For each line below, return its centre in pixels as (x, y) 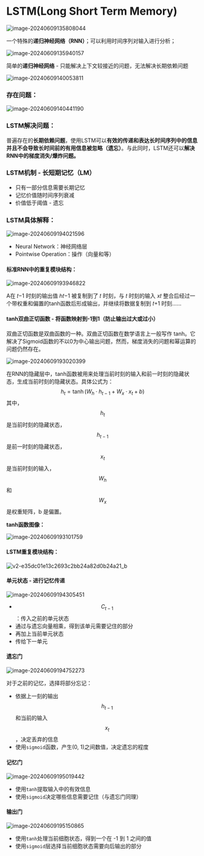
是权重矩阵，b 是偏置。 (36, 512)
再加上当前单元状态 (39, 633)
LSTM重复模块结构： (33, 552)
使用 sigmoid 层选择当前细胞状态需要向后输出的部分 (78, 846)
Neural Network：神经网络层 (51, 247)
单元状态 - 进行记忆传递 (36, 580)
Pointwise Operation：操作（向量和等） (65, 254)
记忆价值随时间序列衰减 (45, 195)
